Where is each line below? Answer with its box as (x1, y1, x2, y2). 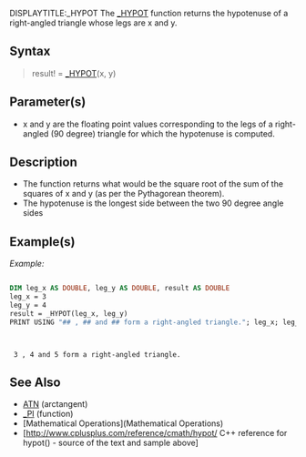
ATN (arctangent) (22, 399, 88, 410)
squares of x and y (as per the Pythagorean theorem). (22, 188, 225, 199)
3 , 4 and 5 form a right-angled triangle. (13, 350, 181, 359)
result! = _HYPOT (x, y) (31, 67, 117, 78)
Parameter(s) (9, 95, 87, 110)
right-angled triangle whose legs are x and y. (9, 17, 178, 28)
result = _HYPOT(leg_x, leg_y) (9, 309, 128, 318)
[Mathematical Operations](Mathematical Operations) (22, 418, 224, 429)
